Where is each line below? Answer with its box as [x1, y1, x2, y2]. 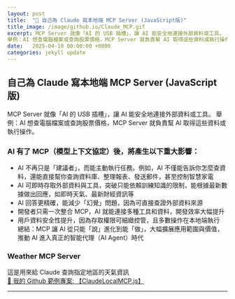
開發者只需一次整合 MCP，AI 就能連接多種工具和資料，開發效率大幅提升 [17, 207, 225, 215]
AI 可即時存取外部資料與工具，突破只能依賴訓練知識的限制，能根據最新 [17, 181, 222, 189]
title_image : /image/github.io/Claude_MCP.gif [7, 23, 145, 30]
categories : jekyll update [7, 50, 86, 57]
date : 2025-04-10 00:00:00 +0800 [7, 43, 111, 50]
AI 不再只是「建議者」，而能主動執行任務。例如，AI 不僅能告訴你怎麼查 [17, 163, 220, 172]
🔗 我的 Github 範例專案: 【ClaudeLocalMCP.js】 [7, 277, 145, 285]
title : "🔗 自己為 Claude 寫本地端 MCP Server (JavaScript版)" [7, 17, 187, 24]
